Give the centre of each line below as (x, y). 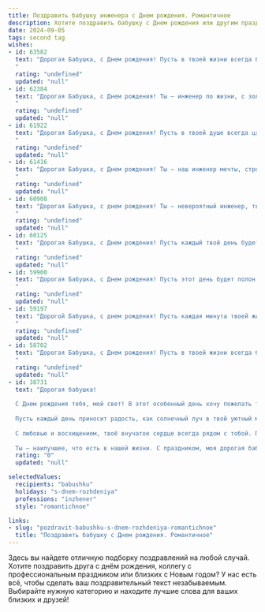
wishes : (21, 45)
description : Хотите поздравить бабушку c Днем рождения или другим (123, 23)
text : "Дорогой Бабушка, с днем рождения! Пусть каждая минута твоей (132, 316)
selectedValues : (35, 477)
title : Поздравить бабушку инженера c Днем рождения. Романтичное (119, 15)
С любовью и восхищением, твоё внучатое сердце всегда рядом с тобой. (134, 433)
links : (19, 521)
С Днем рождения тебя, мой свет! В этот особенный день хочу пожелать (134, 404)
